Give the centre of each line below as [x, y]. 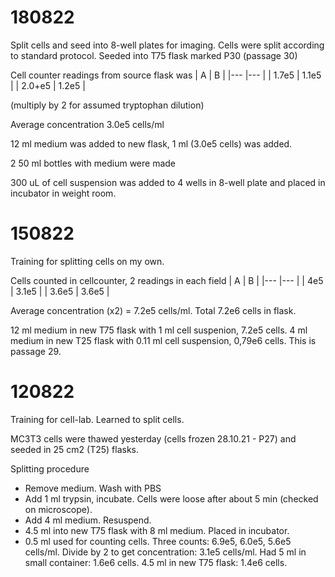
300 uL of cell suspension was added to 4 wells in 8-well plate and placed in [168, 182]
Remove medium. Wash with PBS [93, 488]
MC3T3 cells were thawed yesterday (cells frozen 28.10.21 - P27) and [153, 438]
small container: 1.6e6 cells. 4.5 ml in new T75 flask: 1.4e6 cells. [156, 562]
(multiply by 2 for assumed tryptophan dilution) [107, 105]
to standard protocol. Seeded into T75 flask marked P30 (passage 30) [154, 55]
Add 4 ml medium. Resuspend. [88, 520]
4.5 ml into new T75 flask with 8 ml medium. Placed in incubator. [157, 530]
